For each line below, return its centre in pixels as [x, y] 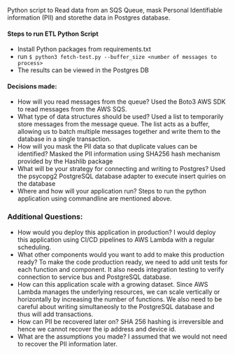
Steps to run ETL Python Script [53, 34]
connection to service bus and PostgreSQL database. [94, 277]
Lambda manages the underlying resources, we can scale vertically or [119, 292]
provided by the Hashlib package [65, 161]
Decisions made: [32, 86]
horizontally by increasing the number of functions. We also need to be [120, 299]
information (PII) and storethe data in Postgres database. [89, 18]
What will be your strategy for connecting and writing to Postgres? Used [121, 169]
